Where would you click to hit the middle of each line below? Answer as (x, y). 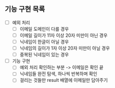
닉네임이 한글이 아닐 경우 (44, 42)
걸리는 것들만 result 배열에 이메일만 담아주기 (64, 80)
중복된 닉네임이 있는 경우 (44, 55)
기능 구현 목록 (25, 9)
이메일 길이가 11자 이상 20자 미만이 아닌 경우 (64, 35)
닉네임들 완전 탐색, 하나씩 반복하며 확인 (59, 74)
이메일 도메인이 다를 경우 (44, 29)
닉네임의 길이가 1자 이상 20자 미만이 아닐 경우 (65, 48)
